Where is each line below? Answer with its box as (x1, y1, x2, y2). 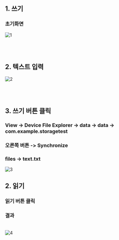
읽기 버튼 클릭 (5, 198, 36, 205)
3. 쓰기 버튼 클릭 (5, 107, 51, 115)
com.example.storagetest (5, 128, 68, 135)
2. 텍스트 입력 (5, 63, 44, 71)
